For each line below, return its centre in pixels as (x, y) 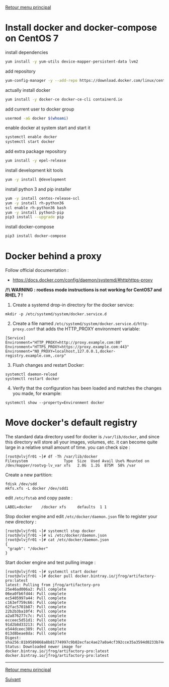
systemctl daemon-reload (31, 375)
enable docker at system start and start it (48, 128)
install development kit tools (34, 170)
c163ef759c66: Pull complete (36, 603)
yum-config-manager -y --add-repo (41, 80)
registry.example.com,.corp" (36, 356)
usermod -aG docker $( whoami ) (37, 118)
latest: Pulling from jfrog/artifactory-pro (53, 585)
